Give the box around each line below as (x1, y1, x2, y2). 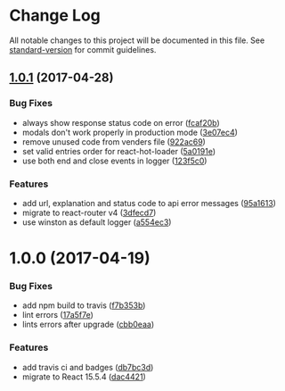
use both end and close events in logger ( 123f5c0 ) (21, 155, 208, 166)
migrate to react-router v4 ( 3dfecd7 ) (21, 207, 157, 218)
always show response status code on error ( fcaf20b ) (21, 117, 220, 128)
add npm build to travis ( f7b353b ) (21, 300, 146, 311)
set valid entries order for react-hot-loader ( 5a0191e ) (21, 146, 216, 156)
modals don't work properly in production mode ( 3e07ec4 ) (21, 127, 239, 137)
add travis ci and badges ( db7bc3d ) (21, 362, 154, 372)
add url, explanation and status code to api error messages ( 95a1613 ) (21, 197, 276, 208)
